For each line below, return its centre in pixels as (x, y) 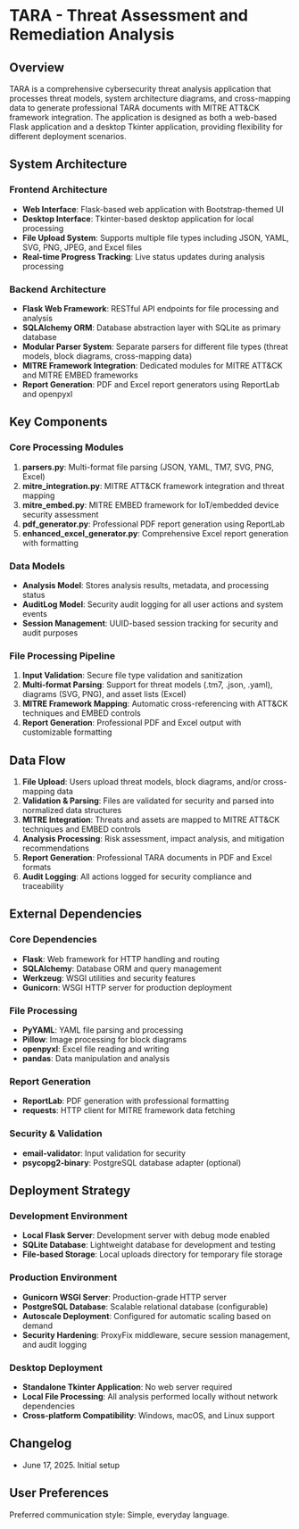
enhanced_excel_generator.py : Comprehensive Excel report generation (155, 533)
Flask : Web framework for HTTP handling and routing (121, 959)
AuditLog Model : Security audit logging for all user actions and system (153, 604)
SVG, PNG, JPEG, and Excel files (82, 247)
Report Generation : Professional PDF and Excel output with (132, 723)
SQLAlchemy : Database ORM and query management (122, 968)
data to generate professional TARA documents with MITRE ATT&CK (135, 108)
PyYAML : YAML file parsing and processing (103, 1030)
